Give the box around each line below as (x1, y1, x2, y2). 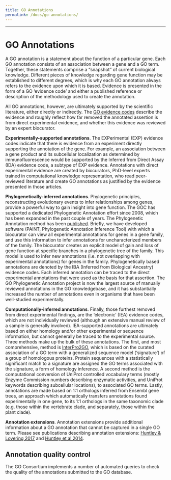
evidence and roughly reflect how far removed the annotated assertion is (5, 114, 158, 120)
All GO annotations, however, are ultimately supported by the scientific (5, 103, 153, 110)
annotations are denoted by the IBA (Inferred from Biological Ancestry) (5, 264, 154, 270)
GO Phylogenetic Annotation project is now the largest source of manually (5, 280, 161, 286)
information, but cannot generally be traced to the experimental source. (5, 333, 155, 339)
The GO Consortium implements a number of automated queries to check (5, 464, 159, 470)
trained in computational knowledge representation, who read (5, 173, 135, 179)
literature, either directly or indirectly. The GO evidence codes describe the (5, 109, 162, 115)
